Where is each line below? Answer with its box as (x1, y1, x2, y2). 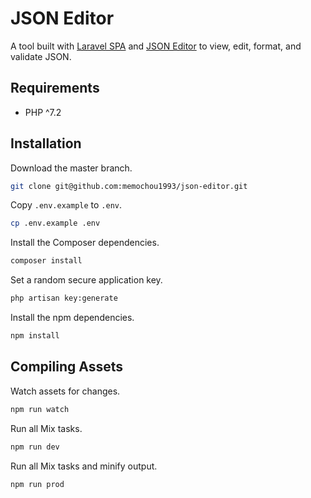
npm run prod (10, 479, 65, 489)
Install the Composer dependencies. (10, 237, 160, 249)
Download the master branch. (10, 162, 133, 174)
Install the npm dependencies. (10, 312, 135, 324)
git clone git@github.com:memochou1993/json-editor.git (10, 181, 248, 191)
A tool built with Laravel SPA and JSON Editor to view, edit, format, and (10, 40, 302, 52)
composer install (10, 256, 83, 266)
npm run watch (10, 404, 70, 414)
